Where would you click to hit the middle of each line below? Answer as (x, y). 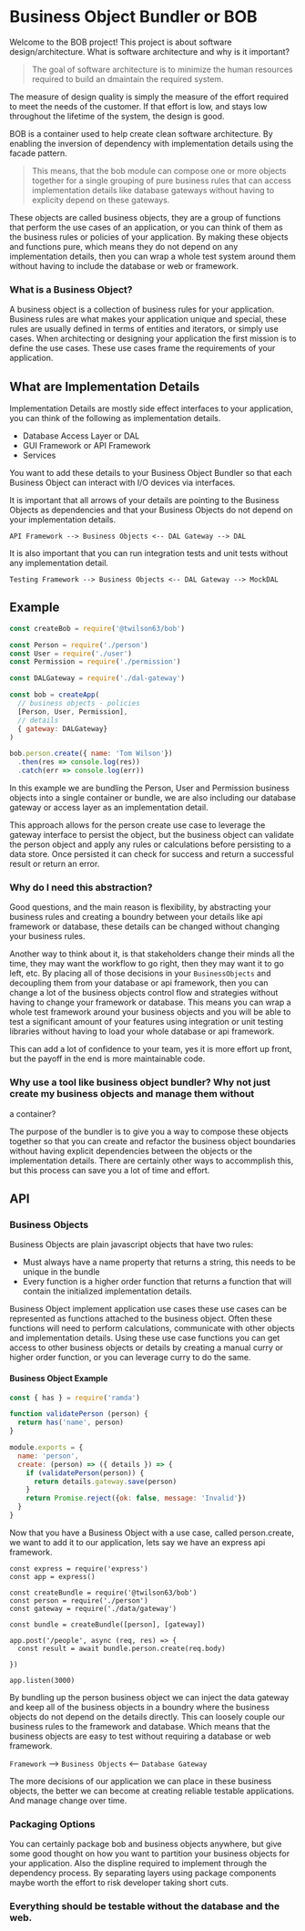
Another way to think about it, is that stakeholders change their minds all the (152, 954)
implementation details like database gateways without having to (153, 190)
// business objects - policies (79, 704)
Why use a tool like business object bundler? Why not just (140, 1082)
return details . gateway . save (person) (105, 1482)
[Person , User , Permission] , (73, 712)
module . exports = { (46, 1448)
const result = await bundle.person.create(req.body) (122, 1648)
